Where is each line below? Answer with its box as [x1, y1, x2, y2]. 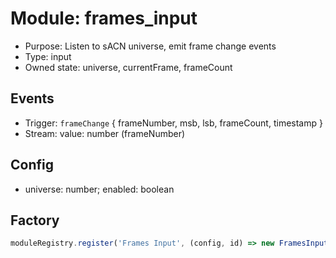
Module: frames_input [10, 7, 198, 30]
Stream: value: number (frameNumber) [24, 127, 186, 139]
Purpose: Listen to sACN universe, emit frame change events [24, 40, 277, 52]
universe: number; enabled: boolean [24, 183, 175, 195]
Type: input [24, 50, 72, 62]
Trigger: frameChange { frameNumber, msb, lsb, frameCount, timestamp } [24, 117, 323, 129]
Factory [10, 212, 60, 229]
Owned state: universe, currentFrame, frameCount [24, 61, 233, 73]
